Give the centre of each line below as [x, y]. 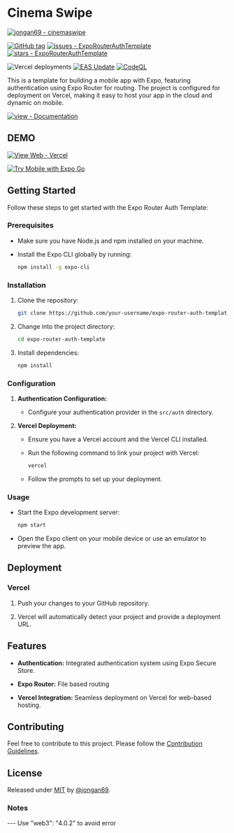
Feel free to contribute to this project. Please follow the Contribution [105, 743]
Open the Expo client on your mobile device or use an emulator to [112, 539]
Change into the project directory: [66, 326]
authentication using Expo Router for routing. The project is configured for [114, 87]
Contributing [36, 726]
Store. [26, 670]
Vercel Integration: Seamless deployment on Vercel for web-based [114, 697]
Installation [27, 285]
